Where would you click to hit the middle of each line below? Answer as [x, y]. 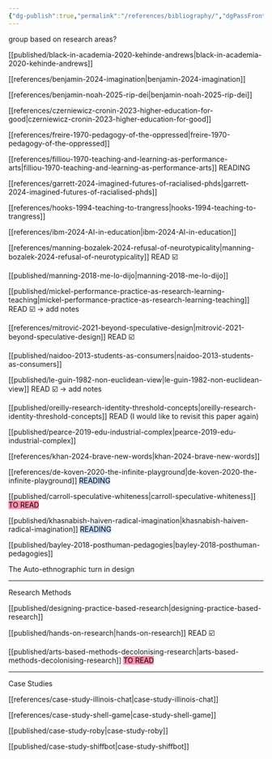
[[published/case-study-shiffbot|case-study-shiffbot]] [99, 746]
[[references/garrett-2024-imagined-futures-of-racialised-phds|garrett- [129, 183]
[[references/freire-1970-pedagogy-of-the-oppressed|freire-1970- [119, 134]
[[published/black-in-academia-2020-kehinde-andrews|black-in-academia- [135, 54]
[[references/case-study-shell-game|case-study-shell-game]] [113, 714]
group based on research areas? [63, 39]
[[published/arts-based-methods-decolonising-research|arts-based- [123, 651]
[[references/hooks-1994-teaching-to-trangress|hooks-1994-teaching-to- [132, 207]
